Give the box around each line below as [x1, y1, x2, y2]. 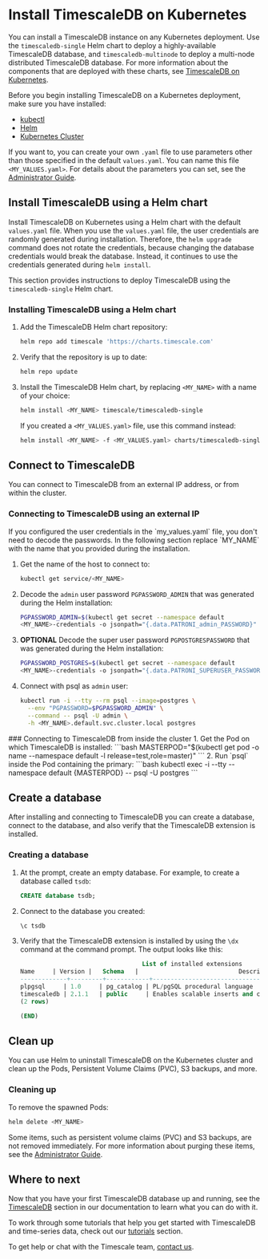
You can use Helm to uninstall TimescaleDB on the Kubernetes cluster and [8, 1055, 254, 1065]
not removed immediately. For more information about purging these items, [8, 1141, 255, 1151]
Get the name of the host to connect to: [19, 559, 150, 569]
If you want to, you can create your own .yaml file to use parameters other [8, 147, 253, 156]
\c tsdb [19, 921, 46, 930]
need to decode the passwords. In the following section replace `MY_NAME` [8, 535, 260, 545]
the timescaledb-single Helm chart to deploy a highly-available [8, 40, 217, 50]
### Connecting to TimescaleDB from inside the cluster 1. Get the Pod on [8, 733, 250, 743]
